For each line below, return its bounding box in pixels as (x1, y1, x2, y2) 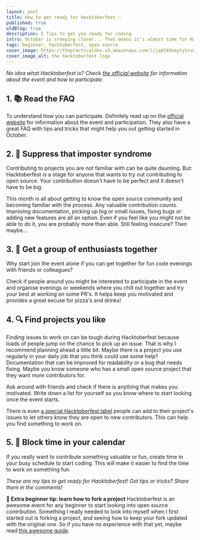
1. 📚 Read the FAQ (6, 94, 75, 104)
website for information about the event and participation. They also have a (6, 119, 190, 126)
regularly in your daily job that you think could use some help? (6, 352, 159, 359)
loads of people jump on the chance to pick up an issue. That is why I (6, 340, 177, 347)
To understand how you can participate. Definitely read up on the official (6, 113, 184, 120)
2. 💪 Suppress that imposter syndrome (6, 148, 152, 159)
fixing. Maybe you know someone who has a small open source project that (6, 365, 192, 373)
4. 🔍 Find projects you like (6, 315, 106, 325)
